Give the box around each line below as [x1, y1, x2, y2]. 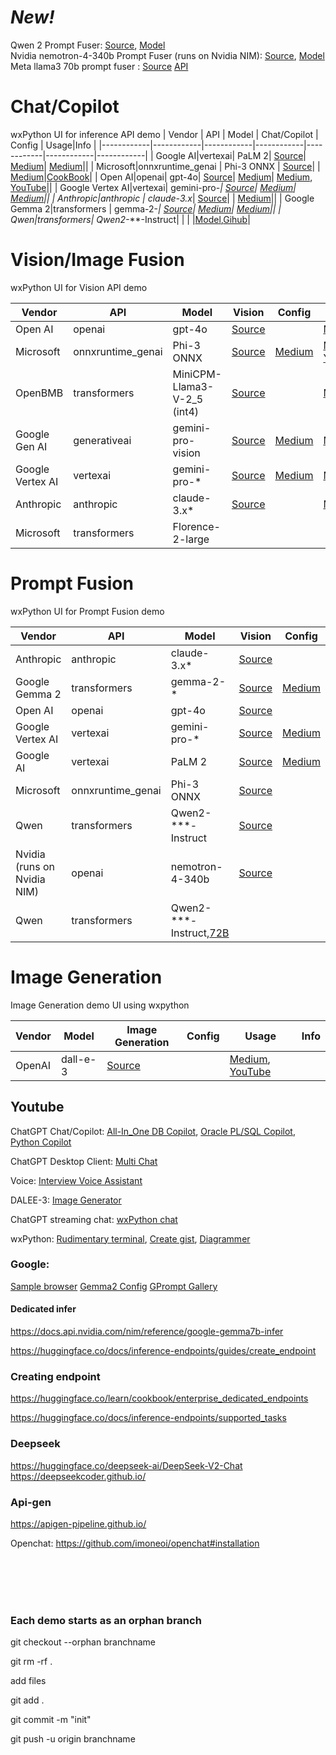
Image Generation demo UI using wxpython [10, 999, 190, 1011]
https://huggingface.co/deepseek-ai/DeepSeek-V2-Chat [10, 1459, 243, 1471]
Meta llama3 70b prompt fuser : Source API [10, 60, 189, 72]
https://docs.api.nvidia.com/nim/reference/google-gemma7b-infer [10, 1326, 284, 1337]
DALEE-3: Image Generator [10, 1194, 122, 1206]
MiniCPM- [172, 367, 222, 381]
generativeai [73, 433, 132, 447]
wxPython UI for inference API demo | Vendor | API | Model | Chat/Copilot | [10, 128, 319, 140]
